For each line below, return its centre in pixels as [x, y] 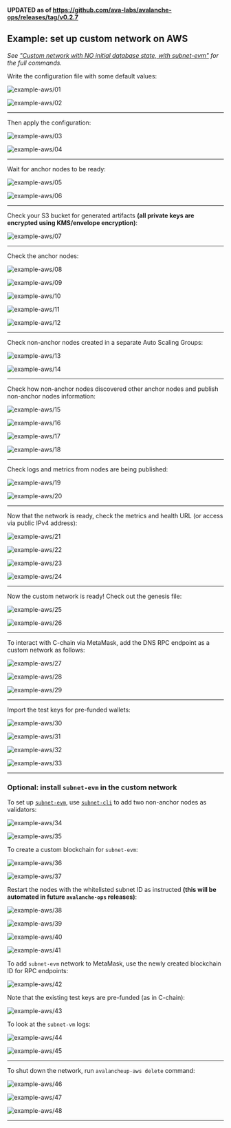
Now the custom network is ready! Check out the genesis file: [95, 596]
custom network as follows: [46, 650]
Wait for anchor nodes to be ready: [57, 169]
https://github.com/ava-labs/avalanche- [112, 10]
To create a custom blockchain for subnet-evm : [73, 850]
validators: [22, 810]
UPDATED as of [29, 10]
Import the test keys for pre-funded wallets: [69, 710]
